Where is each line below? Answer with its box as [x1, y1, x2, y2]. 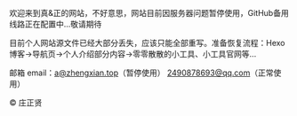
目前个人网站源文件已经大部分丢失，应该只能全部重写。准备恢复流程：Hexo [9, 38, 285, 48]
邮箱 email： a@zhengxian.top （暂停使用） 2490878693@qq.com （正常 [9, 67, 274, 78]
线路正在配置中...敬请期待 [9, 19, 102, 29]
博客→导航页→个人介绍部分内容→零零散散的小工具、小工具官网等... [9, 49, 257, 59]
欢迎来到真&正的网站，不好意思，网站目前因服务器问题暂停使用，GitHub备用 [9, 8, 289, 18]
